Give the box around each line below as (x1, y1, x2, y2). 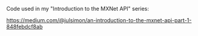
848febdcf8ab (6, 23, 43, 30)
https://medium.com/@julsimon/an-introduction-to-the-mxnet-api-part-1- (6, 17, 192, 23)
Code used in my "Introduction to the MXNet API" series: (6, 5, 149, 12)
